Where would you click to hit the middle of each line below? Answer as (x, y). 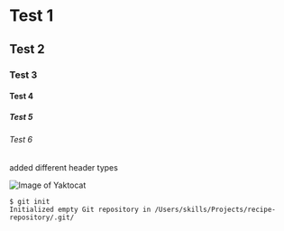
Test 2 (27, 49)
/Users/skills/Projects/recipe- (215, 209)
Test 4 (22, 97)
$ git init (30, 201)
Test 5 (21, 116)
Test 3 (23, 75)
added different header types (64, 167)
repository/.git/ (42, 217)
